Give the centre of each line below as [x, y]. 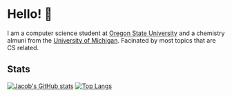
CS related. [23, 47]
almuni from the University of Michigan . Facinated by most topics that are [112, 40]
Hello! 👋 [30, 14]
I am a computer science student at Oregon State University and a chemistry [116, 33]
